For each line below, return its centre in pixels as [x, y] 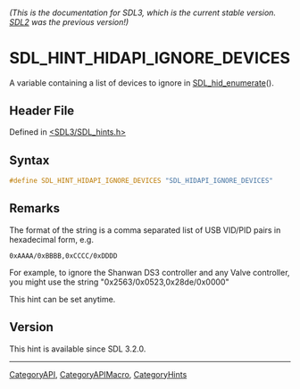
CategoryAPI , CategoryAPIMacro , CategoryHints [98, 374]
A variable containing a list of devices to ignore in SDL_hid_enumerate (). [142, 83]
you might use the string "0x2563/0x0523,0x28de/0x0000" [119, 282]
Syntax [29, 160]
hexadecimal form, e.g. [51, 239]
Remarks [35, 208]
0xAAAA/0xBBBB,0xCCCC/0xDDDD [63, 256]
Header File [42, 110]
